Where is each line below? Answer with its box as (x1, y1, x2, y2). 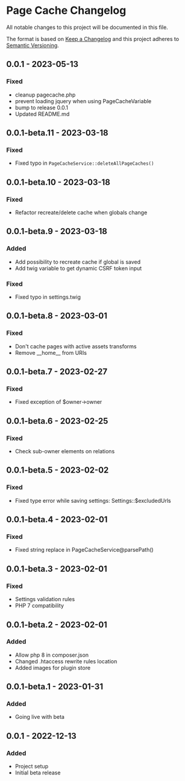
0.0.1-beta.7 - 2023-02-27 (6, 366, 107, 377)
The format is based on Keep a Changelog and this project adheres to (6, 35, 180, 42)
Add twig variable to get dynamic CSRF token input (14, 264, 142, 272)
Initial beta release (14, 769, 61, 776)
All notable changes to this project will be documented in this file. (6, 24, 169, 31)
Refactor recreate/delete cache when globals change (14, 209, 148, 216)
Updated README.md (14, 110, 70, 118)
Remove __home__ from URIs (14, 349, 87, 356)
